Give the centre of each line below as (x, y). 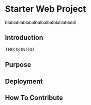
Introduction (24, 38)
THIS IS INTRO (20, 49)
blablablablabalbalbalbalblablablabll (40, 22)
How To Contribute (34, 97)
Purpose (18, 65)
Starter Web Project (45, 9)
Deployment (24, 81)
